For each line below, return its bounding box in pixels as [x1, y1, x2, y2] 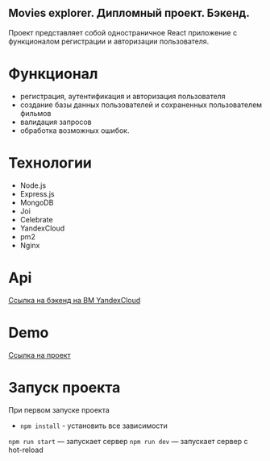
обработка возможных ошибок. [19, 125, 130, 135]
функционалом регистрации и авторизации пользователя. [8, 36, 210, 46]
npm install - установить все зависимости [19, 421, 168, 430]
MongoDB [19, 197, 54, 207]
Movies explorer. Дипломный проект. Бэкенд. [8, 6, 250, 20]
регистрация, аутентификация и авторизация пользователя [19, 91, 226, 101]
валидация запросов [19, 117, 92, 127]
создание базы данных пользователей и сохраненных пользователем [19, 100, 263, 110]
